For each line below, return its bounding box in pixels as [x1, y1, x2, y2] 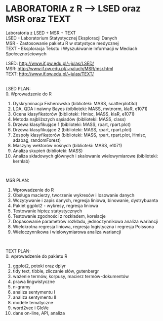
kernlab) [12, 158, 30, 164]
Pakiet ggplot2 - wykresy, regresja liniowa [12, 202, 98, 208]
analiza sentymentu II [12, 294, 56, 300]
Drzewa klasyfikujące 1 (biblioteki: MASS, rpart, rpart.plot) [12, 121, 131, 127]
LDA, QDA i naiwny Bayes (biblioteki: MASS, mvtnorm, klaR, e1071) [12, 106, 148, 112]
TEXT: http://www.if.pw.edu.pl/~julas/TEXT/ [5, 71, 94, 77]
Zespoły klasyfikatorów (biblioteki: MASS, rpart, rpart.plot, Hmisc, [12, 132, 147, 138]
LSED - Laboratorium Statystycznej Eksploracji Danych [5, 35, 118, 41]
